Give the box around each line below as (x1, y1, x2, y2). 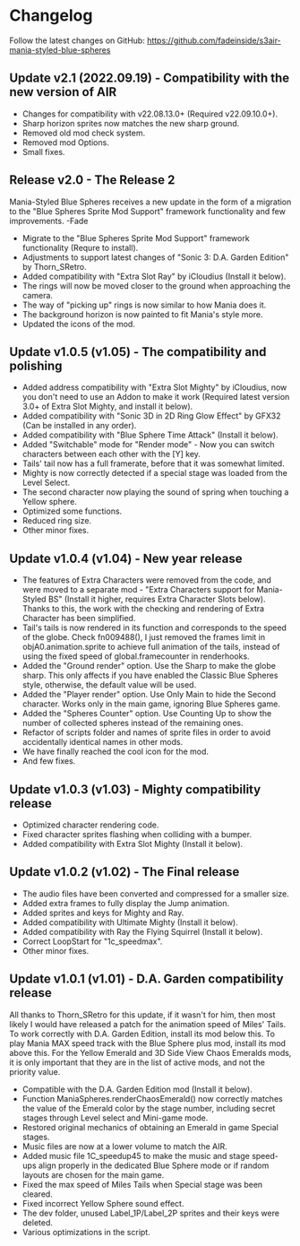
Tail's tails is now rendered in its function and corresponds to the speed (21, 622, 287, 633)
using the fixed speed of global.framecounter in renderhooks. (21, 651, 250, 662)
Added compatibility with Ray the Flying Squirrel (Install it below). (21, 926, 263, 937)
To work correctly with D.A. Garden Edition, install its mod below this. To (9, 1028, 276, 1039)
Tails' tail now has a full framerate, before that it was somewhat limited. (21, 458, 285, 469)
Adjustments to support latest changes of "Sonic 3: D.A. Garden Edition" (21, 252, 289, 263)
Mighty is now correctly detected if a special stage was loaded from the (21, 468, 288, 479)
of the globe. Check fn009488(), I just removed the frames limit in (21, 632, 266, 643)
